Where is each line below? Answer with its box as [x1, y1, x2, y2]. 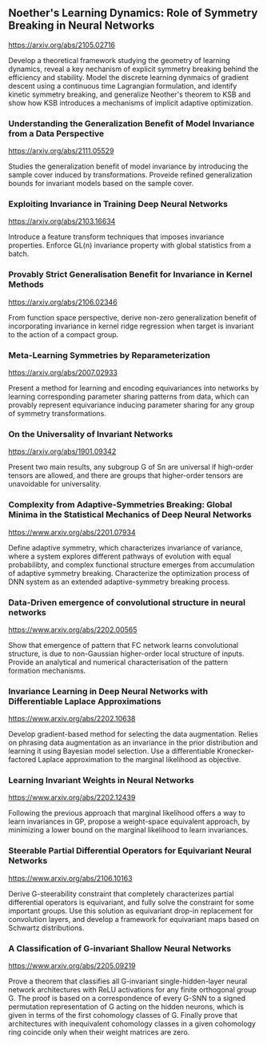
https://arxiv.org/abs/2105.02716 [8, 40, 116, 50]
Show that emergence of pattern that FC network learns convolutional [8, 640, 238, 650]
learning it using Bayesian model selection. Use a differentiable [8, 746, 216, 756]
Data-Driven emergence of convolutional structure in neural [8, 597, 246, 608]
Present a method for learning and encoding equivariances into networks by [8, 383, 259, 392]
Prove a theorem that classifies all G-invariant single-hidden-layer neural [8, 976, 248, 986]
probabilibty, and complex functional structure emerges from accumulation [8, 559, 255, 570]
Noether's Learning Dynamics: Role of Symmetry [8, 6, 258, 20]
